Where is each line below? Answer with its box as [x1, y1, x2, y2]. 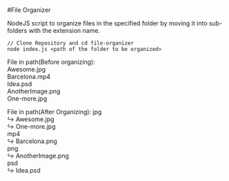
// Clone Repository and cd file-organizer [7, 40, 135, 47]
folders [7, 27, 28, 34]
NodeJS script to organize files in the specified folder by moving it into [7, 19, 208, 27]
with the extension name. [28, 27, 101, 34]
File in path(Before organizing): [7, 58, 95, 66]
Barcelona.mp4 [7, 72, 51, 81]
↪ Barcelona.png [7, 137, 57, 145]
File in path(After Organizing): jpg [7, 108, 102, 116]
